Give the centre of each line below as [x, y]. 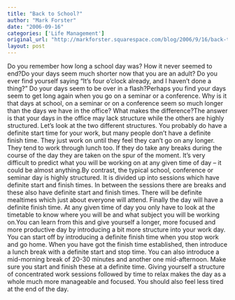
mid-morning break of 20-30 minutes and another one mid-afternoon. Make [117, 259]
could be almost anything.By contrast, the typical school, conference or [111, 170]
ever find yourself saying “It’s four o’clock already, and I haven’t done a [109, 81]
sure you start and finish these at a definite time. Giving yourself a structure [116, 267]
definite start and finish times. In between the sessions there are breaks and [117, 185]
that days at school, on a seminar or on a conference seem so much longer [115, 103]
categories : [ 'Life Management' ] [56, 33]
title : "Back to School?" [45, 14]
